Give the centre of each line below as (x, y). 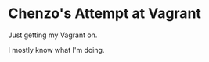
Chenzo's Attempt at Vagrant (105, 14)
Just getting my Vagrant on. (53, 35)
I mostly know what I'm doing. (56, 50)
